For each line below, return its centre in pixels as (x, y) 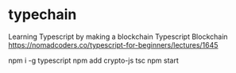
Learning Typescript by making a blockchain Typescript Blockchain (118, 36)
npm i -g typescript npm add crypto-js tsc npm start (93, 60)
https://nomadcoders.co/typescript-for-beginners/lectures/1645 (113, 44)
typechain (43, 15)
